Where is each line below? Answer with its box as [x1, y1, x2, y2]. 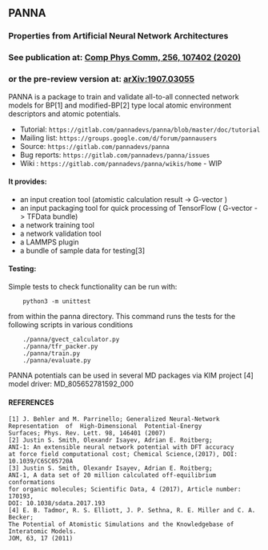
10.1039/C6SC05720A [8, 457, 74, 466]
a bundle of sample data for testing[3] [19, 245, 146, 255]
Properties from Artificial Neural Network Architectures [8, 30, 229, 42]
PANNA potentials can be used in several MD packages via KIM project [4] [8, 370, 254, 380]
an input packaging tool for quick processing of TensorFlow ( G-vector [19, 203, 253, 212]
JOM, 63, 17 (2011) [8, 535, 74, 543]
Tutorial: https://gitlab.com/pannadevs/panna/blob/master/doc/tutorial [19, 124, 261, 134]
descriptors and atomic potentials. [8, 108, 122, 119]
